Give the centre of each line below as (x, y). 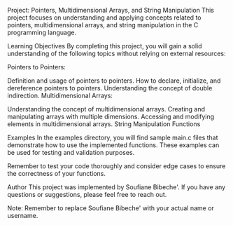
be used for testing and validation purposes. (71, 152)
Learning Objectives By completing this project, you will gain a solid (105, 46)
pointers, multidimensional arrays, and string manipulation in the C (103, 25)
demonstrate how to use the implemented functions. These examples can (113, 145)
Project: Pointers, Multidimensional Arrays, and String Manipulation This (111, 10)
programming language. (42, 32)
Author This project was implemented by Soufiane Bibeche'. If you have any (116, 187)
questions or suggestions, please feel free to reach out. (87, 195)
